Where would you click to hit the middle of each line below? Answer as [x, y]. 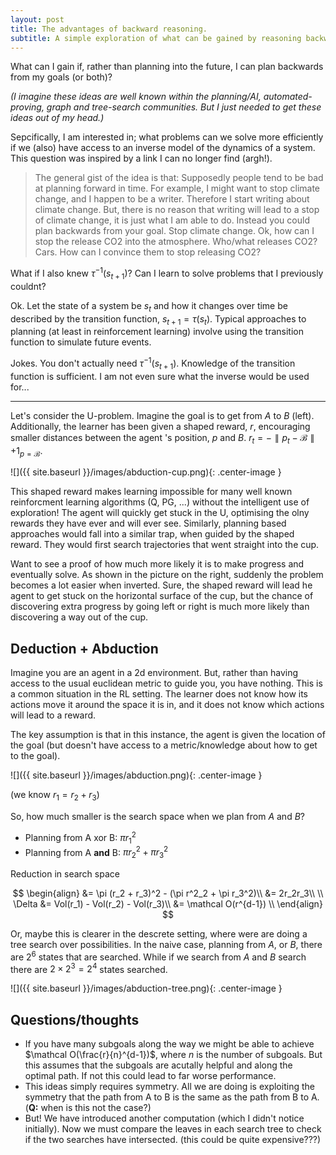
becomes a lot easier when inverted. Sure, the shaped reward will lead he [161, 585]
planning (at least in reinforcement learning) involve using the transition [157, 332]
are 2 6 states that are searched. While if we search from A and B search [158, 956]
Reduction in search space [65, 873]
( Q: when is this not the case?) [88, 1108]
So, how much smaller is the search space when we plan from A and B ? [157, 817]
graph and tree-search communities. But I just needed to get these [184, 107]
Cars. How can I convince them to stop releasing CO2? [148, 252]
